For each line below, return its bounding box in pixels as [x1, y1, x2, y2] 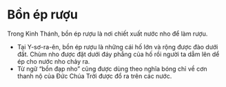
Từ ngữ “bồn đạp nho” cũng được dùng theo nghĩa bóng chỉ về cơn [17, 64, 208, 73]
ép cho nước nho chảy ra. [17, 57, 90, 65]
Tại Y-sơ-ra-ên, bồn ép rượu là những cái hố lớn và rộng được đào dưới [17, 42, 218, 51]
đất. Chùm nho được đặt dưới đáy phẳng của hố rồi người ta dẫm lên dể [17, 50, 220, 58]
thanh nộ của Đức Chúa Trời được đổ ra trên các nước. [17, 72, 172, 80]
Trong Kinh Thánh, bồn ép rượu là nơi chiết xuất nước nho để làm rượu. [7, 29, 208, 38]
